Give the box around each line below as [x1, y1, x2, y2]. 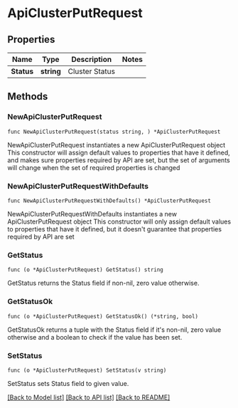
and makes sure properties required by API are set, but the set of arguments [7, 155, 230, 164]
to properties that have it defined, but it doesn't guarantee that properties [7, 224, 222, 233]
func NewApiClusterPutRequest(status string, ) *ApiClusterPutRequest [7, 128, 221, 135]
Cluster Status [67, 66, 116, 76]
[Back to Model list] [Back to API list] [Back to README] [7, 393, 171, 402]
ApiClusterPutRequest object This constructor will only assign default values [7, 217, 232, 226]
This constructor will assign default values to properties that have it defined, [7, 148, 231, 157]
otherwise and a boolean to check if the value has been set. [7, 333, 183, 341]
